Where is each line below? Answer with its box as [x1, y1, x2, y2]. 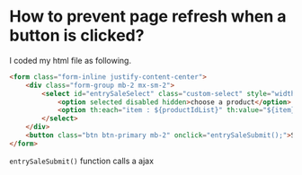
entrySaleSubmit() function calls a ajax [9, 155, 155, 166]
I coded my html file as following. [9, 55, 132, 66]
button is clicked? [9, 25, 145, 46]
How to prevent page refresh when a [9, 6, 287, 27]
